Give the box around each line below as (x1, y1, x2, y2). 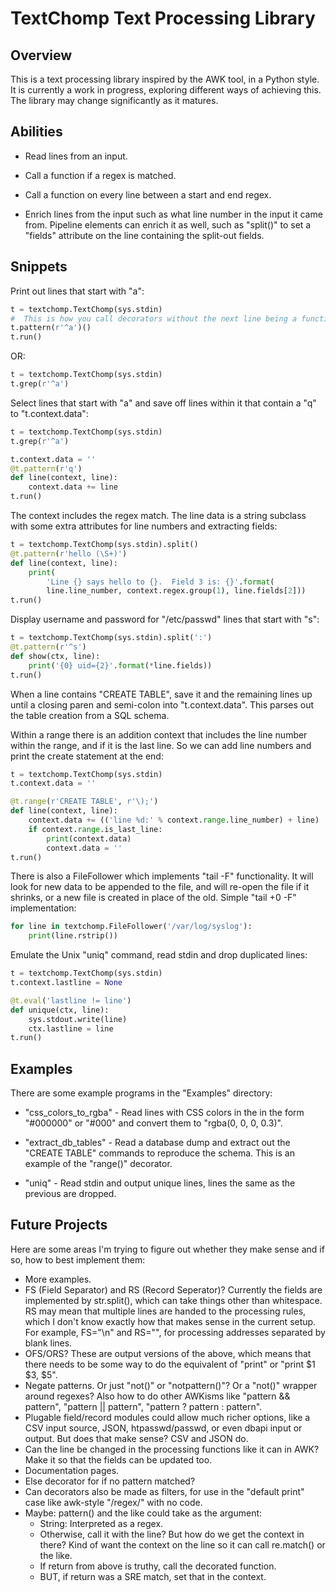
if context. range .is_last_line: (28, 824, 163, 834)
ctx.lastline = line (28, 1023, 114, 1034)
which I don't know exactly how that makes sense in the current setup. (24, 1315, 317, 1327)
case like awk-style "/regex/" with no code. (24, 1496, 203, 1508)
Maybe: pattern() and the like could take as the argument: (24, 1507, 263, 1519)
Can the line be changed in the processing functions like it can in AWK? (24, 1443, 320, 1455)
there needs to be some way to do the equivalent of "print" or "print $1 (24, 1358, 316, 1370)
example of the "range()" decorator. (24, 1158, 173, 1170)
